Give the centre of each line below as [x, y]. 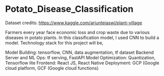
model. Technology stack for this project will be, [54, 42]
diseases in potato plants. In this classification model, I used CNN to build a [82, 38]
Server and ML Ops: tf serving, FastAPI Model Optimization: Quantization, [80, 57]
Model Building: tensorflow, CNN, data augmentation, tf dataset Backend [80, 52]
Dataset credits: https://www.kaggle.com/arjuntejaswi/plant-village [74, 23]
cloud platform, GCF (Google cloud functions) [52, 68]
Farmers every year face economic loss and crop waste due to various [78, 32]
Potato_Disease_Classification [69, 9]
